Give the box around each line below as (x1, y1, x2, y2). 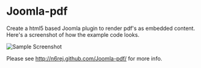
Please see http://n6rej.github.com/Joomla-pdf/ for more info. (6, 55, 162, 62)
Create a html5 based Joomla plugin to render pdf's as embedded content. (6, 25, 195, 32)
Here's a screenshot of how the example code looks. (6, 31, 140, 38)
